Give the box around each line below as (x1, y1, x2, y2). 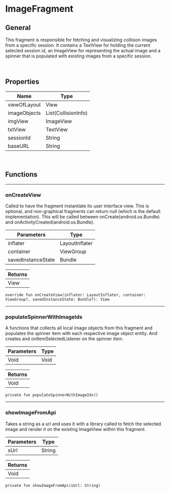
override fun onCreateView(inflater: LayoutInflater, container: (5, 292, 146, 297)
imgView (8, 117, 29, 125)
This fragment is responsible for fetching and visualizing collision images (5, 37, 157, 43)
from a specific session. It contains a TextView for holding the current (5, 42, 150, 48)
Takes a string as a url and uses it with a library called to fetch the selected (5, 420, 161, 427)
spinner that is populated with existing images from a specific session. (5, 53, 152, 59)
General (5, 23, 31, 32)
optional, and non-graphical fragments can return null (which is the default (5, 208, 161, 214)
